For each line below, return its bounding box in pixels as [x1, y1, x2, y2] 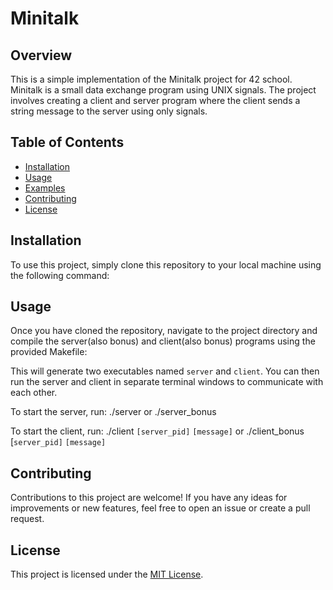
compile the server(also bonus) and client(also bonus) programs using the [10, 335, 316, 347]
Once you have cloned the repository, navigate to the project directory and [10, 325, 318, 337]
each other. [10, 387, 58, 399]
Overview [10, 47, 73, 64]
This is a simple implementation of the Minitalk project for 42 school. [10, 73, 293, 85]
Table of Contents [10, 134, 125, 151]
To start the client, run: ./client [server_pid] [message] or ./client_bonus [10, 425, 305, 437]
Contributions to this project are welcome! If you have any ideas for [10, 492, 288, 504]
